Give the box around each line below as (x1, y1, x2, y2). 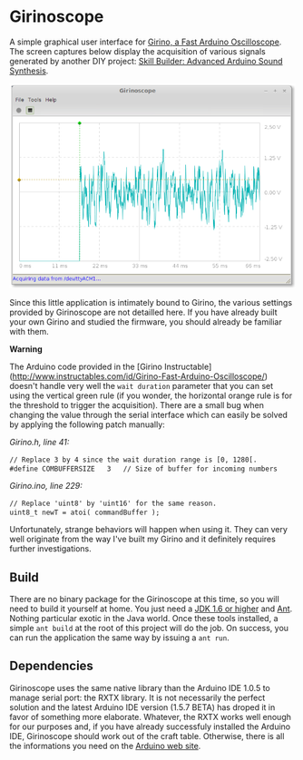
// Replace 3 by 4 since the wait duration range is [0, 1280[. (9, 455, 258, 464)
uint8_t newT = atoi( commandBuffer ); (9, 508, 161, 518)
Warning (9, 344, 43, 355)
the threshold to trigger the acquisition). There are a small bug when (9, 400, 265, 411)
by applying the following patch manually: (9, 419, 165, 430)
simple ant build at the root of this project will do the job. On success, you (9, 623, 288, 634)
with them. (9, 326, 49, 337)
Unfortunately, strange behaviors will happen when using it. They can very (9, 524, 288, 535)
